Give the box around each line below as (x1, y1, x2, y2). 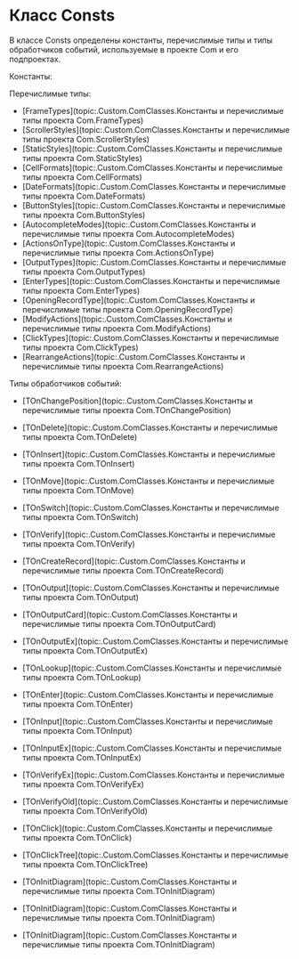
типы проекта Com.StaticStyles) (21, 152, 142, 163)
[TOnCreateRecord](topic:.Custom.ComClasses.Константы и (21, 556, 246, 566)
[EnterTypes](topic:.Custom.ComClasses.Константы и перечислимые (21, 275, 280, 286)
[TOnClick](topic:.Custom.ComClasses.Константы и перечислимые (21, 823, 273, 833)
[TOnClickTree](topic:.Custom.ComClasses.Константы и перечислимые (21, 849, 289, 860)
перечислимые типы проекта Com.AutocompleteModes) (21, 228, 235, 239)
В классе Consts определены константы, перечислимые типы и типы (9, 35, 273, 45)
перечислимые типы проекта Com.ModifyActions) (21, 322, 212, 334)
